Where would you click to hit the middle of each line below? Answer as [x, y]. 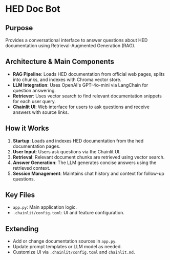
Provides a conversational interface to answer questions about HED [77, 40]
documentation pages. [36, 146]
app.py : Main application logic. [45, 207]
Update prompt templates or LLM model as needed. [67, 247]
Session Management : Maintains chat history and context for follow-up [89, 173]
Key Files [20, 195]
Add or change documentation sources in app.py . [65, 241]
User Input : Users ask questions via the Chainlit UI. [67, 151]
